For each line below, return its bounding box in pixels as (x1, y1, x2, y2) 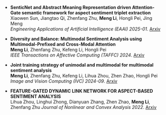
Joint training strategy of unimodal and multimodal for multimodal (10, 62, 154, 68)
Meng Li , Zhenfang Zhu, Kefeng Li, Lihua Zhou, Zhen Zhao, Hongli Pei (10, 73, 158, 78)
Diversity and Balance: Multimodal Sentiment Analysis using (10, 36, 142, 42)
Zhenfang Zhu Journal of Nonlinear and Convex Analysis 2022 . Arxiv (10, 104, 157, 110)
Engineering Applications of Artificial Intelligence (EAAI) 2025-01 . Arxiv (10, 26, 161, 32)
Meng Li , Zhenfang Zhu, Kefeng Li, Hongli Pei (10, 47, 107, 52)
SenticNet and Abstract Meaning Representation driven (10, 5, 132, 10)
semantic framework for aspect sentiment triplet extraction (22, 10, 151, 16)
